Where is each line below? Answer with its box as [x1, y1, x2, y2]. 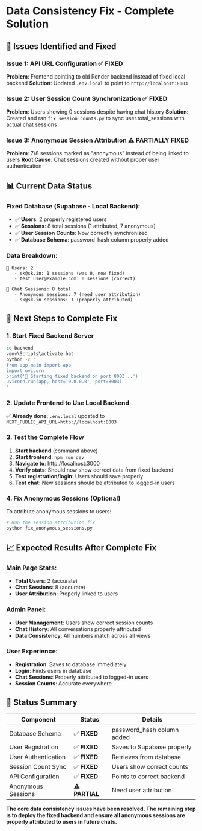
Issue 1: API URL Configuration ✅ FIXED [6, 59, 123, 68]
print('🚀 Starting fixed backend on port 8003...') [6, 373, 138, 379]
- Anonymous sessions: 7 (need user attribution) [14, 292, 141, 298]
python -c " [6, 356, 36, 362]
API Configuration [9, 772, 60, 780]
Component [20, 715, 56, 724]
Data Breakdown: [6, 252, 58, 260]
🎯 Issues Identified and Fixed [6, 41, 117, 51]
